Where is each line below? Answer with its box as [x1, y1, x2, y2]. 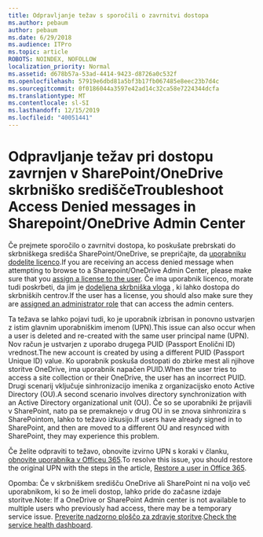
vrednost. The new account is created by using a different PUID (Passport [8, 348, 245, 357]
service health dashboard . [8, 520, 93, 529]
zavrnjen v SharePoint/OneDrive [8, 164, 224, 182]
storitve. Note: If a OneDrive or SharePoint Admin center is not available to [8, 495, 247, 504]
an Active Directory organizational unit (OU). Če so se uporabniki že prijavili [8, 398, 253, 407]
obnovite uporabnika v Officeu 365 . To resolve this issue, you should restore [8, 454, 253, 464]
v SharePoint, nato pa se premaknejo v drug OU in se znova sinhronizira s [8, 406, 247, 415]
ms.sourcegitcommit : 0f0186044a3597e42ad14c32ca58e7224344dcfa [8, 84, 220, 93]
